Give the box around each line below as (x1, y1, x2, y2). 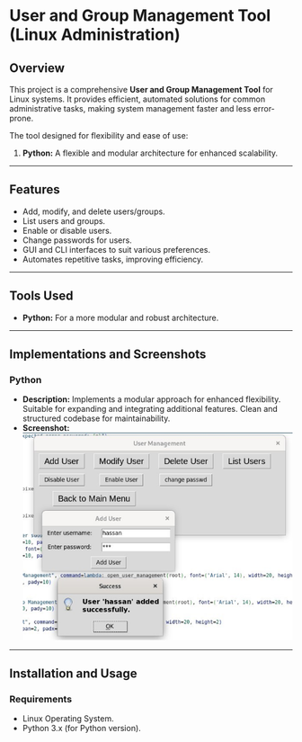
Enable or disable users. (22, 225, 112, 236)
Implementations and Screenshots (9, 347, 207, 362)
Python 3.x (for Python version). (22, 723, 141, 734)
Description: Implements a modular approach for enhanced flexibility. (22, 394, 281, 405)
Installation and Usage (9, 666, 138, 682)
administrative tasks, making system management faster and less (9, 103, 252, 113)
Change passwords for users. (22, 235, 132, 246)
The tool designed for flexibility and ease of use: (9, 130, 189, 140)
